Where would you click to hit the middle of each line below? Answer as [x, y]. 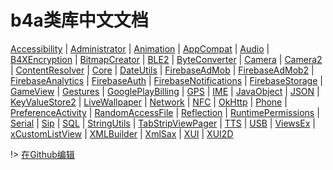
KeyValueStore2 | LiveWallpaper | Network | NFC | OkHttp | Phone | [149, 102]
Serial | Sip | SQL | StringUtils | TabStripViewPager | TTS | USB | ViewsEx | [163, 123]
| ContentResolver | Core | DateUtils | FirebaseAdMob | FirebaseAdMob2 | [162, 70]
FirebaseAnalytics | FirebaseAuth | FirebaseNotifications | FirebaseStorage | [166, 80]
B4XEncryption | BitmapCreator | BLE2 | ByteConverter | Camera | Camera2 [166, 59]
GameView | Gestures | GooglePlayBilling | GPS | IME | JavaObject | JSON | [165, 91]
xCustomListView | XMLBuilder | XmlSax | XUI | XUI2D [122, 133]
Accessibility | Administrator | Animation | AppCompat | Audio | [140, 48]
